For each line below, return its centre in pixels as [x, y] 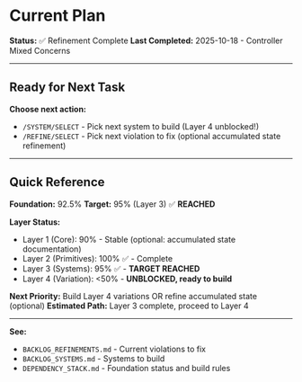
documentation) [52, 249]
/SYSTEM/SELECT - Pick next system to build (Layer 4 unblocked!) [140, 126]
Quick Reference [57, 182]
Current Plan [58, 16]
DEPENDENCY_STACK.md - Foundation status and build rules [126, 368]
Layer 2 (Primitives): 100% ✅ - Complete [98, 258]
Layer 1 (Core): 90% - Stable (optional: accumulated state [129, 239]
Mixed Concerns [40, 50]
